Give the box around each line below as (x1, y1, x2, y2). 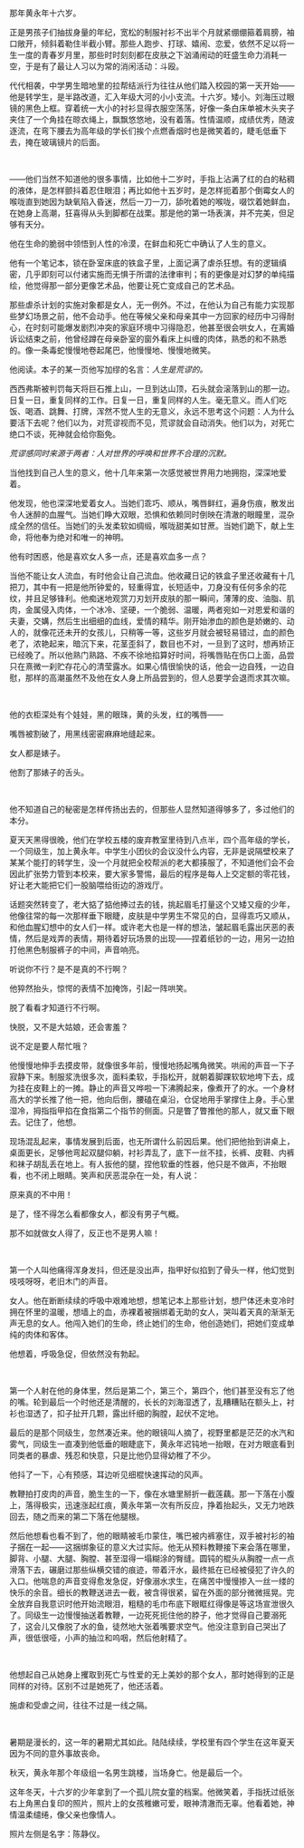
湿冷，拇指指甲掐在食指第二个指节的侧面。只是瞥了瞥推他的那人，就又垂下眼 (9, 1105, 295, 1116)
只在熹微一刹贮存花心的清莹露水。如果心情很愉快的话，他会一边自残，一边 (9, 661, 287, 672)
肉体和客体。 (24, 1329, 73, 1339)
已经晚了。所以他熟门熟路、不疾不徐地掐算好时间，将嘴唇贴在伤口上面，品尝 (9, 650, 295, 660)
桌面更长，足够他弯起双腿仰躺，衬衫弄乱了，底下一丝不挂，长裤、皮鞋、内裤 (9, 1147, 295, 1158)
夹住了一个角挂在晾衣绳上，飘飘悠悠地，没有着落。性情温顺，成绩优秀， (9, 114, 279, 124)
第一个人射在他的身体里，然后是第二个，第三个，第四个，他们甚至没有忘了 (9, 1386, 287, 1396)
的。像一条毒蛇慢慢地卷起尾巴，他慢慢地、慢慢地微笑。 (9, 345, 215, 355)
